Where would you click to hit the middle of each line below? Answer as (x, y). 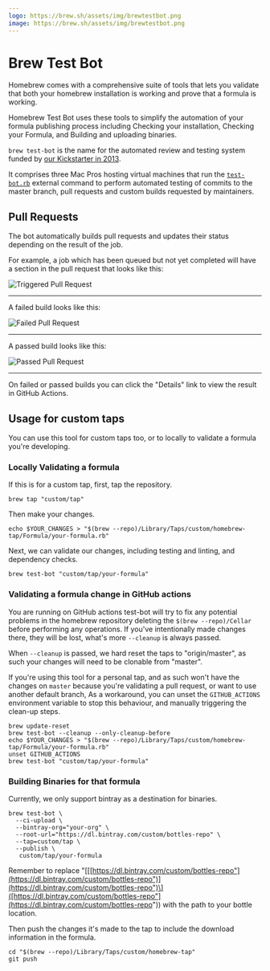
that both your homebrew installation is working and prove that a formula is (133, 94)
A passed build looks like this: (57, 346)
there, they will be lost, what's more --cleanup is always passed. (115, 637)
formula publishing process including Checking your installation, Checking (131, 126)
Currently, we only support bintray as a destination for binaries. (113, 798)
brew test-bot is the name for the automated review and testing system (127, 150)
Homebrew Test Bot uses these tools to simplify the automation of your (126, 118)
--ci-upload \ (39, 820)
